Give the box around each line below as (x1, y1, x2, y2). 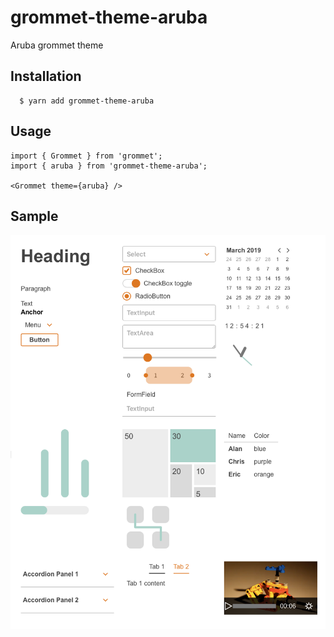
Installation (10, 68, 82, 85)
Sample (10, 207, 59, 225)
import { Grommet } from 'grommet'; (10, 151, 163, 161)
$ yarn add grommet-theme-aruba (19, 96, 155, 106)
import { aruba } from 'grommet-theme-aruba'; (10, 161, 208, 171)
